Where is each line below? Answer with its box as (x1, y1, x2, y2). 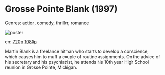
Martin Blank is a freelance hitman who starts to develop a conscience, (5, 48, 149, 54)
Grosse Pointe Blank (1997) (5, 3, 118, 15)
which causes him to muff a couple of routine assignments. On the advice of (5, 53, 160, 60)
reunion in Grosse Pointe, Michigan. (5, 64, 78, 70)
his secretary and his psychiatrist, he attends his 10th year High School (5, 59, 149, 65)
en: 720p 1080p (5, 38, 37, 45)
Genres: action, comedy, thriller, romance (5, 20, 89, 26)
